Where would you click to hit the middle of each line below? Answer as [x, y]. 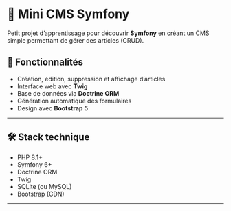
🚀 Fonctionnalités [45, 62]
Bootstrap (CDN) [41, 194]
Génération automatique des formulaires [74, 101]
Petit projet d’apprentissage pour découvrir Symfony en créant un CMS [108, 33]
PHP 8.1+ [30, 157]
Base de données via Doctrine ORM [68, 93]
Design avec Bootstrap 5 [52, 108]
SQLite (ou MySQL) [44, 186]
